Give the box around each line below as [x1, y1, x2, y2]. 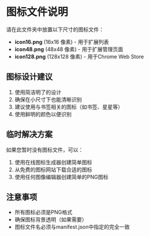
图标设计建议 [6, 72, 53, 82]
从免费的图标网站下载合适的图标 [14, 166, 92, 173]
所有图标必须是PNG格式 [14, 209, 72, 216]
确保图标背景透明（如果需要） [14, 216, 87, 223]
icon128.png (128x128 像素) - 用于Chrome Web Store [14, 53, 144, 60]
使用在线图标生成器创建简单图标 [14, 159, 92, 166]
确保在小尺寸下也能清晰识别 [14, 96, 82, 103]
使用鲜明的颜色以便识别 [14, 110, 72, 117]
